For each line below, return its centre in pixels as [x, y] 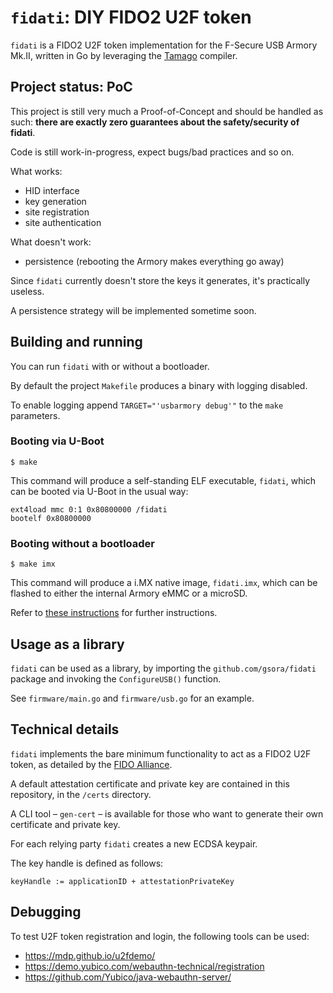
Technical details [65, 729]
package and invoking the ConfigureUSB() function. [116, 678]
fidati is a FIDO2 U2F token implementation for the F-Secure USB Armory [164, 45]
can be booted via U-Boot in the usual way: [99, 491]
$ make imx [33, 564]
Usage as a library [67, 644]
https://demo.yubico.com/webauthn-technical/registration [144, 966]
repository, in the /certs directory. [81, 794]
